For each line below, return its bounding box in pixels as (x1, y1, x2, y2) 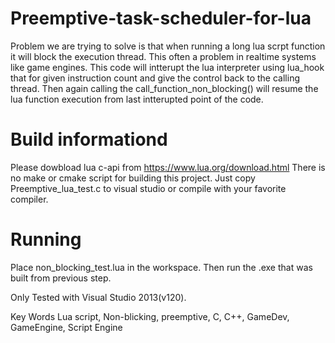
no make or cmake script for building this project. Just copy (10, 172, 256, 184)
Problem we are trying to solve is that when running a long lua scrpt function (10, 40, 326, 52)
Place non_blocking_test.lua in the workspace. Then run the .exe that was (10, 261, 313, 273)
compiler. (10, 193, 49, 205)
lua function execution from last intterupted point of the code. (10, 93, 264, 105)
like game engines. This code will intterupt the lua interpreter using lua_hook (10, 61, 325, 73)
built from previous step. (10, 272, 112, 284)
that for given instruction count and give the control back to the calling (10, 72, 300, 84)
